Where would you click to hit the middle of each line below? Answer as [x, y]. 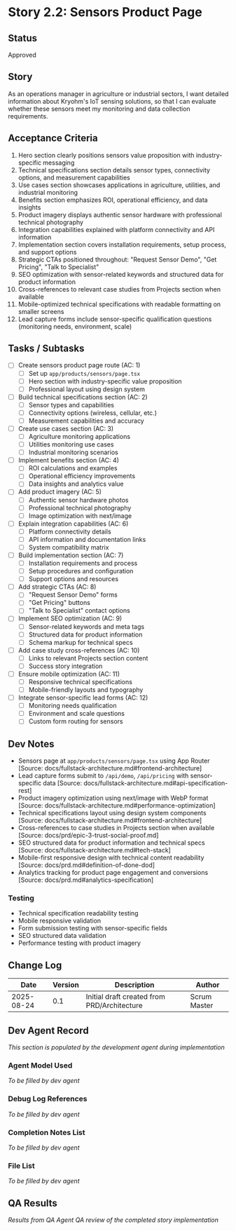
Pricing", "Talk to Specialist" [58, 266]
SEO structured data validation [62, 936]
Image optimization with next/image [80, 515]
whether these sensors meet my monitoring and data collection [99, 109]
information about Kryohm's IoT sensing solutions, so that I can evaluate [112, 101]
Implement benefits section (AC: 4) [69, 461]
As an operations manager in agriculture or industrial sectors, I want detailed [118, 94]
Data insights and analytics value [76, 484]
